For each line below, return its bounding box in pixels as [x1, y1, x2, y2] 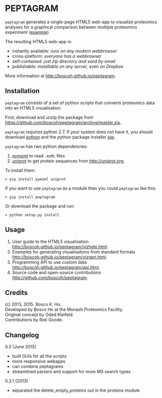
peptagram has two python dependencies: [5, 143, 88, 149]
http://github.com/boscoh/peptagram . [12, 274, 88, 280]
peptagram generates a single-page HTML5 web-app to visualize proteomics [5, 19, 157, 25]
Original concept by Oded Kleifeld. [5, 312, 74, 318]
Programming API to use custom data [12, 259, 87, 265]
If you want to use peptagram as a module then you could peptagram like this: [5, 185, 157, 191]
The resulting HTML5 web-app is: [5, 38, 73, 44]
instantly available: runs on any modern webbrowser [12, 48, 117, 54]
